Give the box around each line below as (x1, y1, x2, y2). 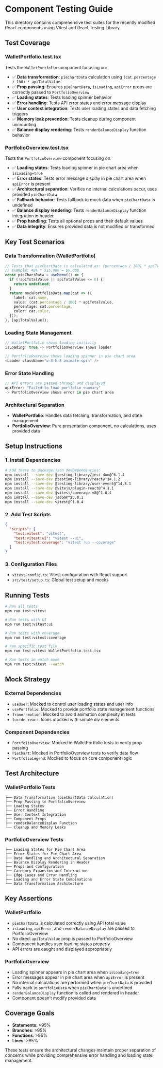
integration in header (12, 213, 54, 219)
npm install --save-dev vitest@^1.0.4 (5, 499, 83, 505)
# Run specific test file (5, 644, 57, 649)
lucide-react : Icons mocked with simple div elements (12, 716, 120, 722)
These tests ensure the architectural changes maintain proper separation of (5, 1047, 156, 1053)
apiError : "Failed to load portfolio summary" (5, 385, 101, 390)
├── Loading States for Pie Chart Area (5, 847, 86, 852)
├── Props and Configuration (5, 864, 64, 869)
